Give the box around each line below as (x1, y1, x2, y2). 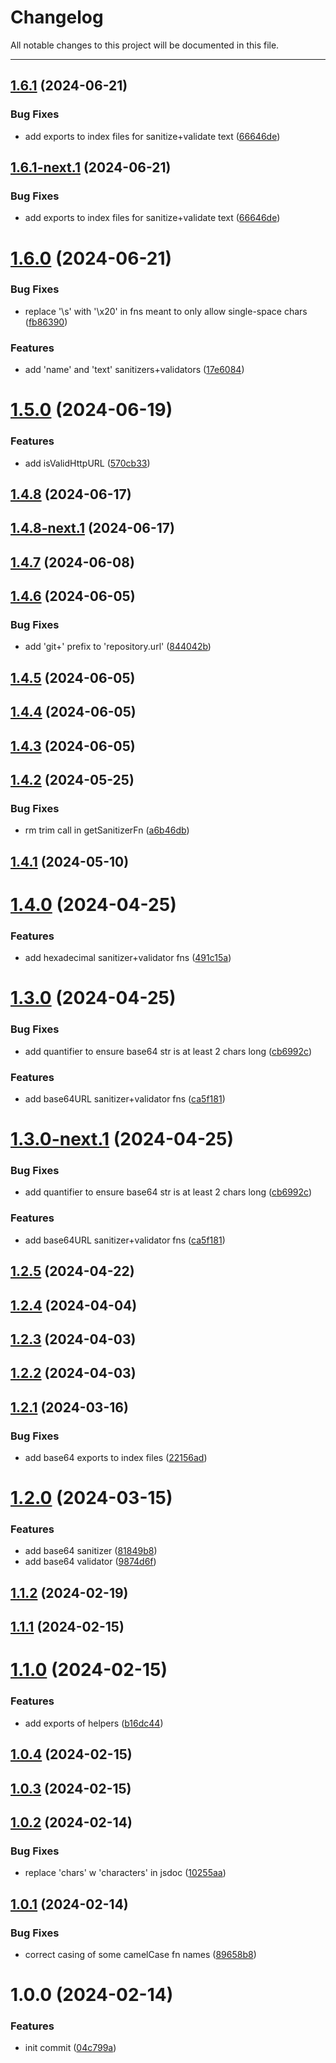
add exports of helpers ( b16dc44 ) (24, 1717, 164, 1729)
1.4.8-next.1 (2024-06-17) (10, 520, 175, 537)
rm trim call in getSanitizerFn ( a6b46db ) (24, 824, 190, 836)
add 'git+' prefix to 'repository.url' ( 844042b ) (24, 641, 212, 653)
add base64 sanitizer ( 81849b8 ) (24, 1545, 158, 1557)
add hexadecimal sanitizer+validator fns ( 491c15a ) (24, 952, 232, 964)
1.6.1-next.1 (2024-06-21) (10, 159, 172, 176)
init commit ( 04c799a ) (24, 2042, 117, 2054)
